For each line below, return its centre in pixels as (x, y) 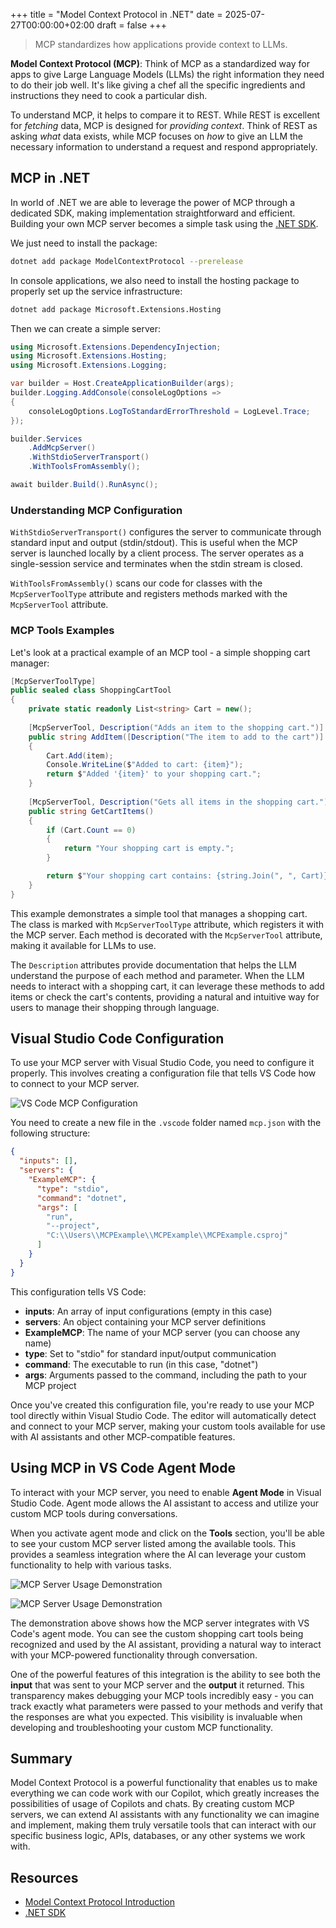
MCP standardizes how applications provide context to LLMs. (161, 44)
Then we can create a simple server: (85, 328)
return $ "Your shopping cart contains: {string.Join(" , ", (172, 876)
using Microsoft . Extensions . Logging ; (89, 365)
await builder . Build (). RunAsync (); (84, 485)
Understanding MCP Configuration (96, 510)
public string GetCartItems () (91, 811)
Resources (44, 1877)
